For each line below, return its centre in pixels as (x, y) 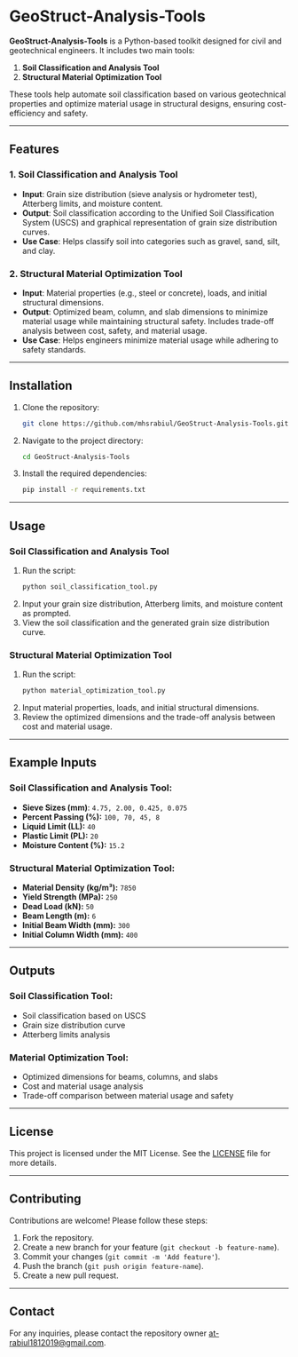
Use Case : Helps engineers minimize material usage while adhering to (150, 340)
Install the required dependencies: (85, 473)
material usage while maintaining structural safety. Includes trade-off (148, 321)
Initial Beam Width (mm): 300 (76, 925)
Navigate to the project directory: (82, 440)
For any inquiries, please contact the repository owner (108, 1333)
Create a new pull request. (70, 1275)
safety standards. (54, 349)
